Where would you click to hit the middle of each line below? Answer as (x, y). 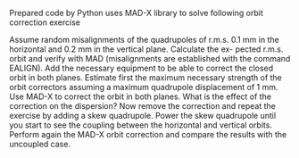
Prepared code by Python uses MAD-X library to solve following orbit (136, 13)
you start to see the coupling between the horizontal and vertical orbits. (141, 125)
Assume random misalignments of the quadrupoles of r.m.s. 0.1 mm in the (144, 40)
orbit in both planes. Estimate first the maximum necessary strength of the (146, 78)
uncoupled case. (40, 144)
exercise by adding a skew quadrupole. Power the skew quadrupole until (143, 116)
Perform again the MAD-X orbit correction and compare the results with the (148, 134)
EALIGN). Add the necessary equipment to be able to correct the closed (141, 68)
